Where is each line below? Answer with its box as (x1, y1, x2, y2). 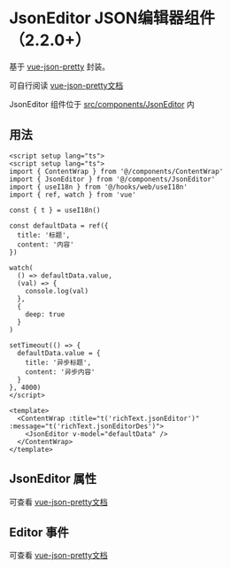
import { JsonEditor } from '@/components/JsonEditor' (9, 175, 216, 183)
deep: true (25, 309, 65, 319)
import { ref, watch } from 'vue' (9, 190, 137, 199)
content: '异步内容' (25, 367, 96, 377)
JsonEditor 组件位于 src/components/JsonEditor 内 (9, 98, 195, 109)
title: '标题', (17, 230, 71, 239)
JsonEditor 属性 (9, 472, 97, 487)
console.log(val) (25, 286, 89, 295)
